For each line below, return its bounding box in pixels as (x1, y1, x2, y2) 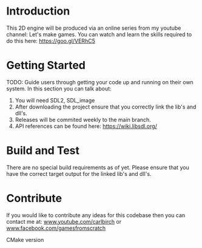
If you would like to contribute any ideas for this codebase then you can (6, 211, 186, 219)
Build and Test (6, 144, 80, 158)
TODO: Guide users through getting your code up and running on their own (6, 78, 194, 85)
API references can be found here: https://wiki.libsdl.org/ (15, 122, 158, 130)
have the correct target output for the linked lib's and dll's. (6, 170, 152, 177)
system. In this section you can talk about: (6, 85, 112, 92)
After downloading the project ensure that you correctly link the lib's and (15, 103, 197, 110)
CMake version (6, 236, 44, 243)
